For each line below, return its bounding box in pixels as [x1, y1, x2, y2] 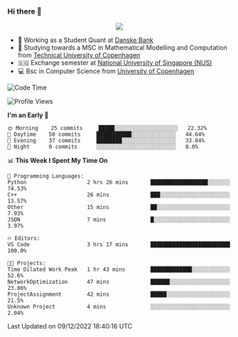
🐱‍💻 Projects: [7, 260, 46, 267]
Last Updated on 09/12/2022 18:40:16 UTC [7, 322, 133, 331]
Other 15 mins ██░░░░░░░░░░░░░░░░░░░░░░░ [7, 204, 231, 211]
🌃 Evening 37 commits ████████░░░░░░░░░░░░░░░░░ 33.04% [7, 137, 205, 144]
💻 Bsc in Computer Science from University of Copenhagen [17, 67, 195, 75]
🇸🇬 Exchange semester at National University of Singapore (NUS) [17, 58, 212, 67]
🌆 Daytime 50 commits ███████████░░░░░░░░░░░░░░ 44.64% [7, 131, 205, 138]
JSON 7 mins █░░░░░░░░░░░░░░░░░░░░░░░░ [7, 216, 231, 223]
